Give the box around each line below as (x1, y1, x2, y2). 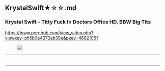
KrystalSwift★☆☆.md (5, 4, 77, 12)
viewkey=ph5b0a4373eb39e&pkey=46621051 (5, 35, 98, 41)
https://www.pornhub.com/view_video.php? (5, 29, 94, 36)
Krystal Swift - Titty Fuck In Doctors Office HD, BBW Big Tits (5, 19, 151, 25)
